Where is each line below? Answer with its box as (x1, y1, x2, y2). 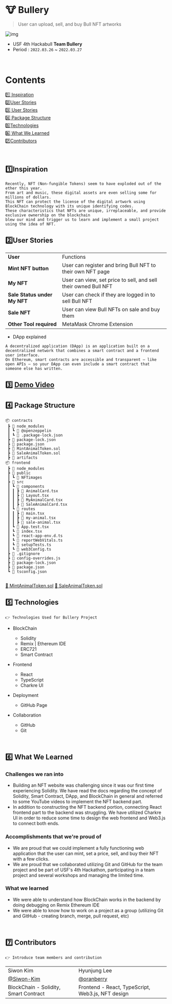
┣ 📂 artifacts (7, 455, 38, 460)
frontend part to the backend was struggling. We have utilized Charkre (12, 809, 161, 816)
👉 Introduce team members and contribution (5, 955, 102, 960)
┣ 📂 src (7, 479, 24, 484)
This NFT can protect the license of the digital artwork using (5, 199, 145, 204)
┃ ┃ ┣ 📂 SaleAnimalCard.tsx (7, 502, 68, 507)
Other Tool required (8, 320, 57, 327)
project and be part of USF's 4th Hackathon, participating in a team (12, 867, 155, 873)
